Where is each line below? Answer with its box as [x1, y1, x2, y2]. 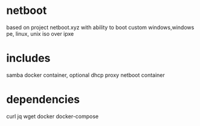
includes [6, 51, 51, 65]
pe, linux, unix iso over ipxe [6, 30, 74, 37]
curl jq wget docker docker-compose [6, 113, 98, 120]
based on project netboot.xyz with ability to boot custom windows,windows [6, 24, 195, 31]
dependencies [6, 93, 80, 107]
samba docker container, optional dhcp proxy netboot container [6, 71, 165, 79]
